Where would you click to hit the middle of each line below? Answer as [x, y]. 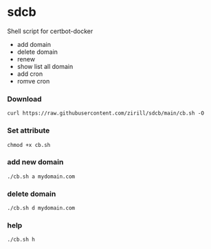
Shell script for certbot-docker [50, 31]
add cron [30, 74]
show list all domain [45, 66]
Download [25, 99]
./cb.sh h [21, 240]
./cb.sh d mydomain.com [41, 208]
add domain [34, 44]
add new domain [35, 162]
